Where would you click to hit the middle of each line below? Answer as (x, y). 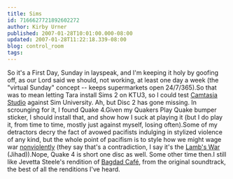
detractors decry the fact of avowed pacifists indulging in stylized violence (115, 132)
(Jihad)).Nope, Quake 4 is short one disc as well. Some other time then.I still (117, 154)
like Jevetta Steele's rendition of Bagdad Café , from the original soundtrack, (116, 162)
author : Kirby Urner (37, 27)
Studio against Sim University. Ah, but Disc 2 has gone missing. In (102, 102)
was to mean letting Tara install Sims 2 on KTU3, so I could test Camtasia (113, 94)
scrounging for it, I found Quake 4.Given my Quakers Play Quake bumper (112, 110)
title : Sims (24, 14)
